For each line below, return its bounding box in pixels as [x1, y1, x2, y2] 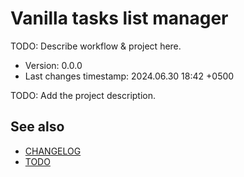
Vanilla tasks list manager [10, 7, 229, 30]
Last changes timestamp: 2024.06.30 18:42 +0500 [24, 70, 235, 82]
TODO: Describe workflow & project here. [10, 40, 182, 52]
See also [10, 118, 65, 136]
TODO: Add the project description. [10, 89, 157, 101]
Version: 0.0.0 [24, 59, 83, 71]
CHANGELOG [24, 145, 82, 157]
